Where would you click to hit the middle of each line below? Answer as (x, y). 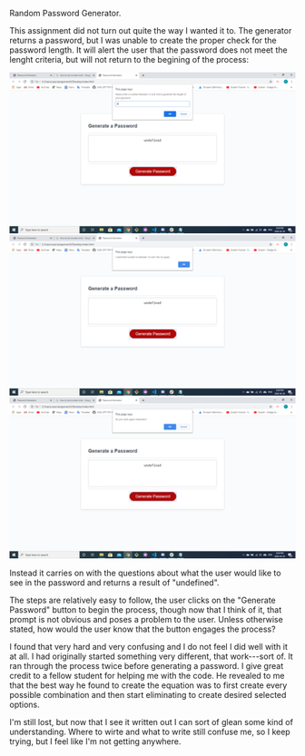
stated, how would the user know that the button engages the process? (143, 629)
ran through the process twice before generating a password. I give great (147, 665)
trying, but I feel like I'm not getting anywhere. (95, 741)
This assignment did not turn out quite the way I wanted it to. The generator (151, 30)
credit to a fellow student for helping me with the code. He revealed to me (147, 675)
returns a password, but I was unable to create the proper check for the (143, 40)
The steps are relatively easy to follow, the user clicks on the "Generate (143, 600)
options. (25, 704)
